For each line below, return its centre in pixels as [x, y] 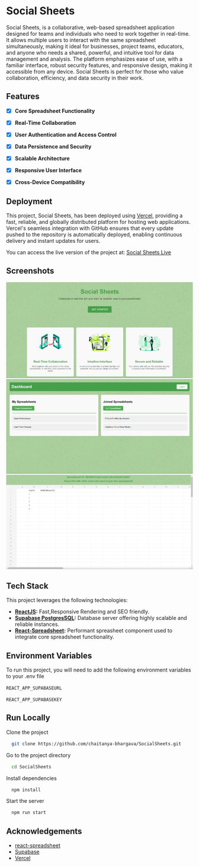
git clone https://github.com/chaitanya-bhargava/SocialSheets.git [97, 743]
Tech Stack [27, 586]
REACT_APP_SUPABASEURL [34, 688]
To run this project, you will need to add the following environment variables [99, 670]
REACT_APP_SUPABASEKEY [34, 700]
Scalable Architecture [42, 158]
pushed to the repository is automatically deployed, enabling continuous [94, 235]
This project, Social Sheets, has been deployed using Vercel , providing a [94, 216]
